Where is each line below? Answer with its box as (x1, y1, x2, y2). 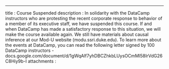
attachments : (27, 58, 56, 64)
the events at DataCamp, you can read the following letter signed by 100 (5, 42, 155, 48)
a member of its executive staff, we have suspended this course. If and (5, 21, 152, 27)
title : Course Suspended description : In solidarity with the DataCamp (5, 10, 150, 16)
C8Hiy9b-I (5, 58, 27, 64)
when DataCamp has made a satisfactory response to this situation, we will (5, 26, 161, 32)
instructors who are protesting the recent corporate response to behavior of (5, 16, 162, 21)
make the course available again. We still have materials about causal (5, 31, 149, 37)
